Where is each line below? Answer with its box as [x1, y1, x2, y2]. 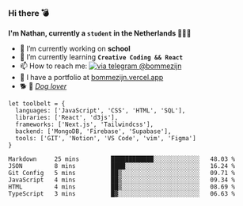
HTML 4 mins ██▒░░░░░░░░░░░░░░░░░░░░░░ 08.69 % [8, 183, 236, 191]
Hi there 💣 [8, 7, 50, 18]
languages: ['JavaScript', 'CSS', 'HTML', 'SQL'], [15, 107, 186, 115]
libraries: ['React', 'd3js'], [15, 114, 119, 122]
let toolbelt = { [8, 100, 66, 108]
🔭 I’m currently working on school [19, 44, 131, 54]
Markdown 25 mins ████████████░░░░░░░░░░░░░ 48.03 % [8, 155, 236, 163]
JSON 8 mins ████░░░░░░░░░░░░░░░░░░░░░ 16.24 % [8, 162, 236, 170]
